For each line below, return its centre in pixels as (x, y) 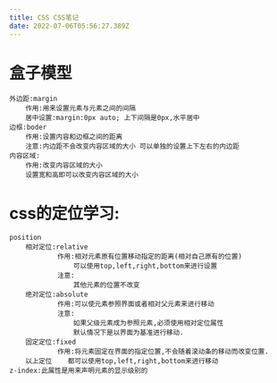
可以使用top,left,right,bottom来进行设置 (145, 266)
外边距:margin (34, 99)
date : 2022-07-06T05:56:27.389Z (69, 26)
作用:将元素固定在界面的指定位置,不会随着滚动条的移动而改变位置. (163, 352)
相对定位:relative (57, 247)
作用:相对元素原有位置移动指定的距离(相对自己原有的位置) (150, 257)
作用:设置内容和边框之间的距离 (74, 137)
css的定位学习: (65, 213)
